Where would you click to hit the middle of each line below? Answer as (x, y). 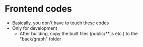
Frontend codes (39, 9)
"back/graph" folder (40, 39)
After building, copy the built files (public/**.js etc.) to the (79, 33)
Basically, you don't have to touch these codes (60, 23)
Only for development (34, 28)
